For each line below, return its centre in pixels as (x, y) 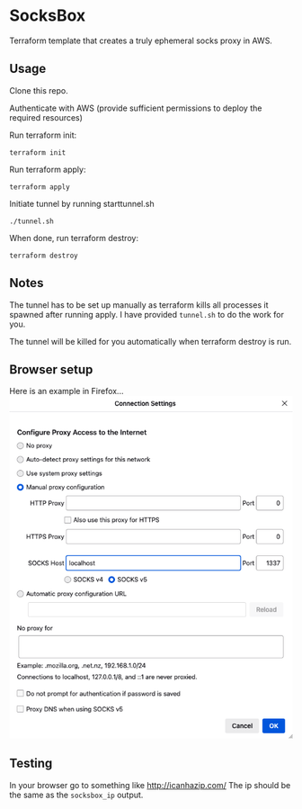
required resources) (46, 117)
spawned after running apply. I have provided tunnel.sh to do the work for (147, 314)
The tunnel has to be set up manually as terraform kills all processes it (139, 305)
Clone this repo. (39, 90)
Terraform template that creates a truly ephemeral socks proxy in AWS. (141, 40)
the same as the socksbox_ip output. (76, 795)
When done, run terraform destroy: (74, 238)
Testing (31, 764)
